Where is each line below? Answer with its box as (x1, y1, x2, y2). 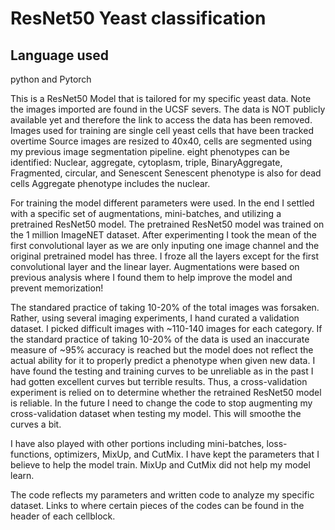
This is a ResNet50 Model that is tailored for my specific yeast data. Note (10, 93, 312, 104)
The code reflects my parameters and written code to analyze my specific (10, 489, 315, 501)
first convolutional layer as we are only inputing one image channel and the (10, 240, 320, 251)
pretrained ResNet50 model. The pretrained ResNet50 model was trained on (10, 218, 325, 230)
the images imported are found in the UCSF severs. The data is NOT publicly (10, 103, 326, 115)
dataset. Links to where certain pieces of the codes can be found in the (10, 500, 305, 511)
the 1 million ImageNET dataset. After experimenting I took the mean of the (10, 229, 317, 241)
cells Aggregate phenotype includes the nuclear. (10, 178, 211, 189)
